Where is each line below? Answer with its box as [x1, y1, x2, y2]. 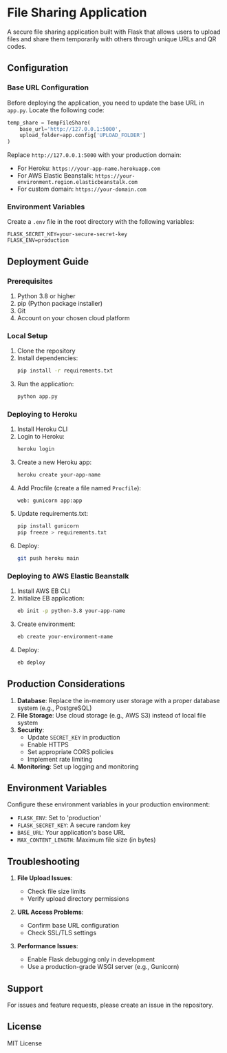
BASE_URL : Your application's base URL [17, 828, 126, 837]
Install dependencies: [17, 354, 78, 362]
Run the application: [17, 380, 74, 388]
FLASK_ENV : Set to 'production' [17, 814, 102, 822]
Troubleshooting [7, 855, 80, 867]
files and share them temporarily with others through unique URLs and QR [7, 34, 217, 43]
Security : [17, 725, 45, 734]
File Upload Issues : [17, 874, 73, 882]
